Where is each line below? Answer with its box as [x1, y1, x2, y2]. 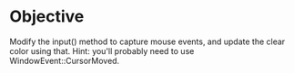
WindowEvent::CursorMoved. [9, 55, 120, 66]
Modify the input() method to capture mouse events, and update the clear [9, 36, 286, 47]
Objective [9, 6, 85, 27]
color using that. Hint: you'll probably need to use [9, 45, 195, 56]
